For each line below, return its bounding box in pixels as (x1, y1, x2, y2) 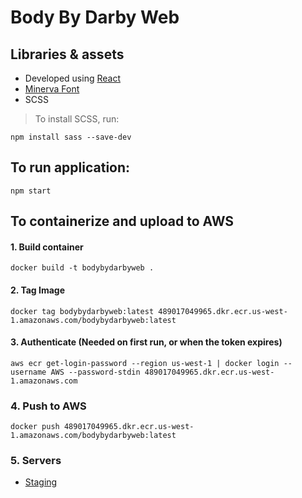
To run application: (10, 159, 131, 176)
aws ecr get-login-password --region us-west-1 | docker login (10, 358, 280, 368)
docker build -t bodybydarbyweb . (10, 263, 155, 273)
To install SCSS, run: (34, 113, 120, 125)
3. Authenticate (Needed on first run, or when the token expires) (10, 336, 283, 348)
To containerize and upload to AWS (10, 213, 235, 230)
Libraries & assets (10, 46, 125, 63)
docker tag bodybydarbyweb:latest (10, 306, 155, 316)
